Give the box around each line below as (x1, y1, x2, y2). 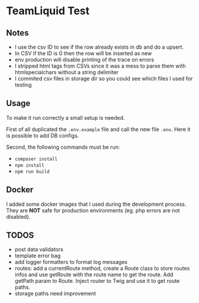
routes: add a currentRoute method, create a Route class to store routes (14, 265, 190, 272)
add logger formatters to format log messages (14, 259, 128, 266)
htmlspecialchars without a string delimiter (14, 69, 119, 75)
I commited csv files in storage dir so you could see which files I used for (14, 75, 193, 82)
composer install (14, 156, 58, 162)
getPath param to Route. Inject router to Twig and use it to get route (14, 278, 180, 285)
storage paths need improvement (14, 290, 97, 297)
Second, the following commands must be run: (6, 143, 120, 151)
